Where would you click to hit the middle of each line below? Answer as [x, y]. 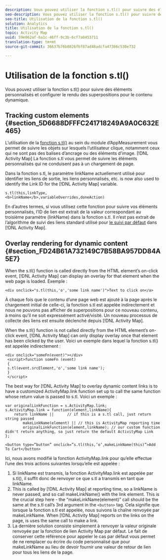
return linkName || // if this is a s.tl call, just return [83, 415]
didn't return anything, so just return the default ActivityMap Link [79, 432]
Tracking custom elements [47, 115]
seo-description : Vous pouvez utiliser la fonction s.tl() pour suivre [80, 14]
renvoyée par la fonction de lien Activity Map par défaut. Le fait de [80, 531]
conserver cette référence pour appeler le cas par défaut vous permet [84, 537]
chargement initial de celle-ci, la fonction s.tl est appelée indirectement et [80, 305]
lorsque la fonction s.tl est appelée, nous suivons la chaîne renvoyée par [86, 510]
